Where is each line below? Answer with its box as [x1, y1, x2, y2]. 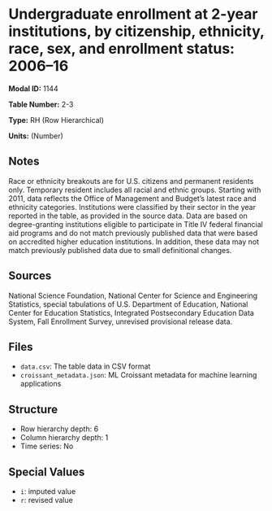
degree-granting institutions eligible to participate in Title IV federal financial [8, 219, 264, 229]
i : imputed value [19, 487, 76, 496]
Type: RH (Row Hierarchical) [8, 115, 104, 124]
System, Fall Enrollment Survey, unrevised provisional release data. [8, 317, 233, 326]
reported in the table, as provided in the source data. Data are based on [8, 211, 248, 221]
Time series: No [19, 441, 74, 452]
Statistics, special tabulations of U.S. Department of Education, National [8, 299, 248, 309]
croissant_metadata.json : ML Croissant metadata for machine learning [19, 370, 257, 380]
